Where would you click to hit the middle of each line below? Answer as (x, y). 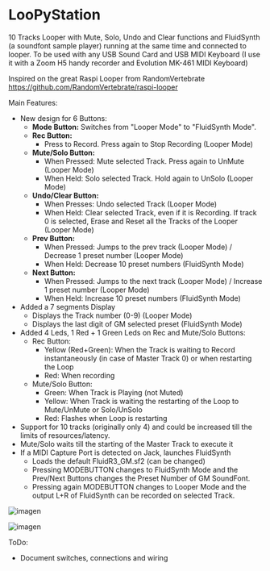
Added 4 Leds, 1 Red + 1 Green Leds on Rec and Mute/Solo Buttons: (133, 332)
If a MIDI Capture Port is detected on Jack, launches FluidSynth (125, 452)
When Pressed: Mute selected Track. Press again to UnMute (144, 161)
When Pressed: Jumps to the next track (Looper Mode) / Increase (153, 281)
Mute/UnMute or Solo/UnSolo (93, 410)
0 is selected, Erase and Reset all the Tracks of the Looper (141, 221)
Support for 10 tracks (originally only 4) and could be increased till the (136, 427)
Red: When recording (79, 375)
